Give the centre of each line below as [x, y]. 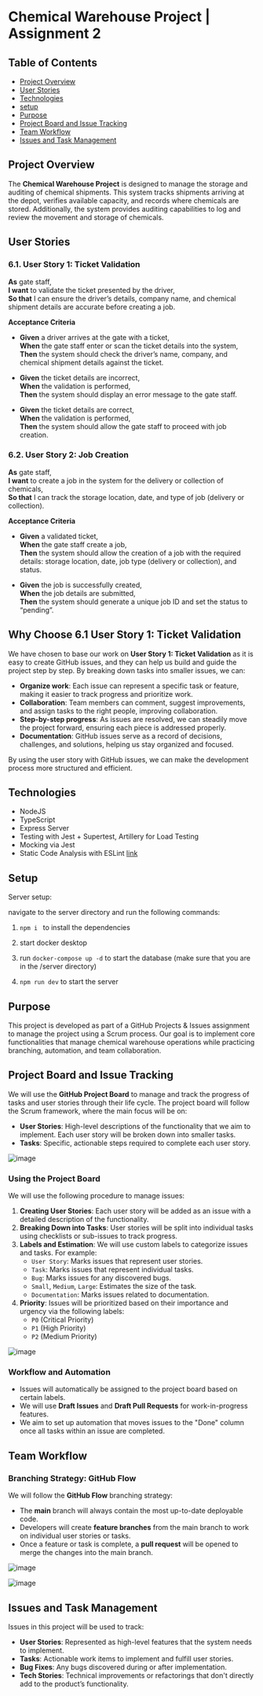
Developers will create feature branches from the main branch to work [134, 1528]
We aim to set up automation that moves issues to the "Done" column [132, 1423]
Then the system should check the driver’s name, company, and [123, 354]
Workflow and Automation [60, 1372]
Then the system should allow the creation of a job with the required [130, 553]
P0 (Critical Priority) [62, 1320]
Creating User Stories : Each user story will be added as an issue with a [135, 1211]
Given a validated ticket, [59, 536]
